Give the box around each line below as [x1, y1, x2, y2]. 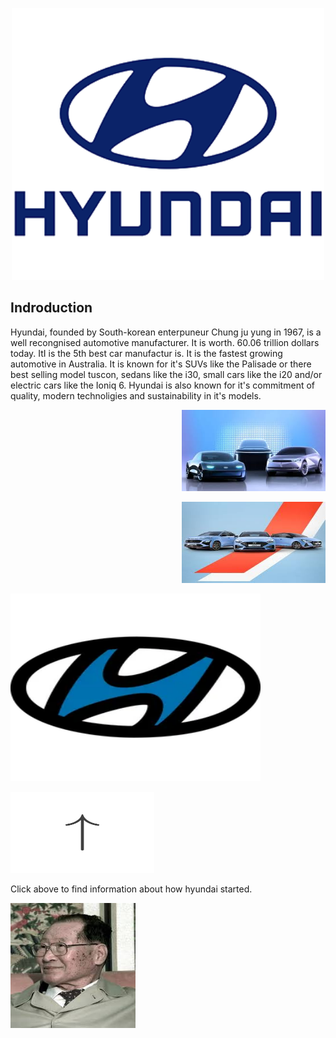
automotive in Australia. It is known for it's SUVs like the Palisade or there [10, 358, 312, 370]
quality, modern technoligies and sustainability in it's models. [10, 389, 262, 402]
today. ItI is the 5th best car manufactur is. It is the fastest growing [10, 347, 283, 359]
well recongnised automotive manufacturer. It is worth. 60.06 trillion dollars [10, 336, 320, 348]
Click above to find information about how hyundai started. [10, 883, 253, 895]
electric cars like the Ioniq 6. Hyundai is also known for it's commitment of [10, 379, 315, 391]
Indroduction [10, 299, 93, 317]
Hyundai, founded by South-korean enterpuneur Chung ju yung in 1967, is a [10, 326, 322, 338]
